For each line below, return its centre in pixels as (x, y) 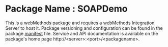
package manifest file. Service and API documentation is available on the (82, 33)
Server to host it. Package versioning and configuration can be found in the (84, 28)
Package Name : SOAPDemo (66, 9)
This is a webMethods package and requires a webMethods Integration (80, 23)
